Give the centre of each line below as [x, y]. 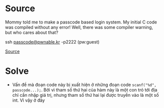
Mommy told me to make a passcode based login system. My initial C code [81, 22]
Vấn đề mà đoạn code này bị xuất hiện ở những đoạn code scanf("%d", [84, 85]
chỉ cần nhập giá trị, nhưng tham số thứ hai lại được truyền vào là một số [85, 95]
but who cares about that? [32, 32]
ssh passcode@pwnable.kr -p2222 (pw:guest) [52, 42]
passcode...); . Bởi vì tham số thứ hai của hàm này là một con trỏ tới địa [85, 90]
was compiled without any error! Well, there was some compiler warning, [79, 27]
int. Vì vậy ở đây [29, 100]
